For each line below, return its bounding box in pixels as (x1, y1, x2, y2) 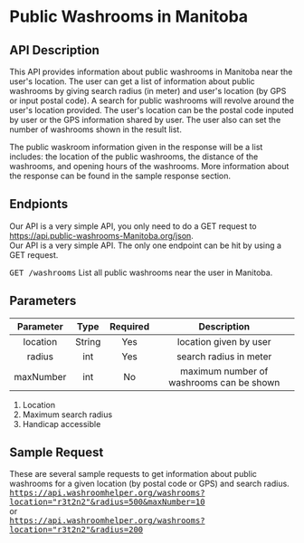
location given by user (176, 335, 271, 348)
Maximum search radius (22, 409, 113, 420)
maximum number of (179, 365, 269, 377)
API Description (9, 43, 100, 58)
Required (109, 319, 150, 332)
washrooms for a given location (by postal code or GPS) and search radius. (9, 478, 290, 490)
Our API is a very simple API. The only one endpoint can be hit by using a (9, 240, 282, 251)
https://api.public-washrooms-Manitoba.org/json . (9, 230, 195, 241)
